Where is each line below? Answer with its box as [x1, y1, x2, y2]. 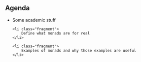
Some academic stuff [12, 17, 56, 23]
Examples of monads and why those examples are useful [21, 48, 137, 53]
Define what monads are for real [21, 31, 90, 36]
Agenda [5, 4, 30, 12]
